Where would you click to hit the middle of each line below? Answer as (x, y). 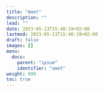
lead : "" (17, 23)
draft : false (23, 40)
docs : (19, 57)
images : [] (20, 46)
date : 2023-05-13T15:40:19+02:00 (48, 29)
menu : (13, 51)
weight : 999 (21, 74)
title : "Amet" (24, 12)
